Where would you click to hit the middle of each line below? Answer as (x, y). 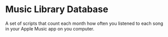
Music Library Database (57, 9)
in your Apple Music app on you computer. (50, 28)
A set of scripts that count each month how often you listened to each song (84, 23)
